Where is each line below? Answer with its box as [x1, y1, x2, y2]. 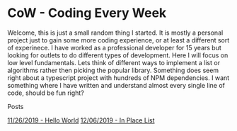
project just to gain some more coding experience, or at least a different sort [7, 35, 230, 44]
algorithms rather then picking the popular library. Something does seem [7, 66, 219, 74]
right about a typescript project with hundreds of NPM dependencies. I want [7, 73, 230, 82]
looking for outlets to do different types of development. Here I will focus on [7, 51, 229, 59]
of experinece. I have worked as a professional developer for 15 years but [7, 43, 221, 52]
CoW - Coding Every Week [7, 5, 167, 21]
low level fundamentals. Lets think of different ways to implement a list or [7, 58, 221, 67]
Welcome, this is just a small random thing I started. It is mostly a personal [7, 28, 224, 37]
